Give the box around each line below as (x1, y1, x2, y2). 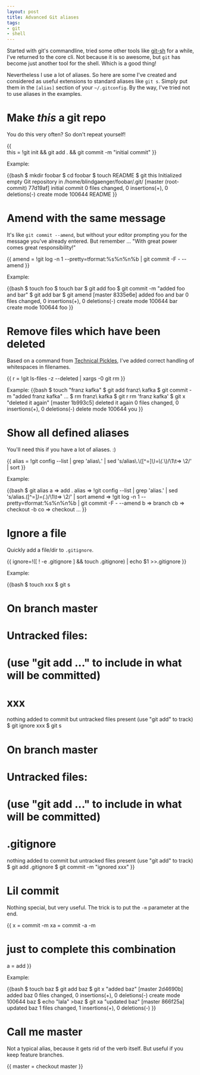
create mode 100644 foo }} (7, 304, 74, 311)
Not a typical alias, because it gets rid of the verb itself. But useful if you (7, 1045, 184, 1052)
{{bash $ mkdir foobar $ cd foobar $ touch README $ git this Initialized (7, 172, 182, 179)
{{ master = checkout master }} (7, 1062, 83, 1070)
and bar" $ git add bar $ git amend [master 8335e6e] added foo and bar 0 (7, 291, 189, 298)
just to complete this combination (7, 942, 176, 956)
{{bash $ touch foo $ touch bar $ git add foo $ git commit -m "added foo (7, 285, 185, 292)
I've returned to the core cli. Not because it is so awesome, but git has (7, 54, 181, 61)
